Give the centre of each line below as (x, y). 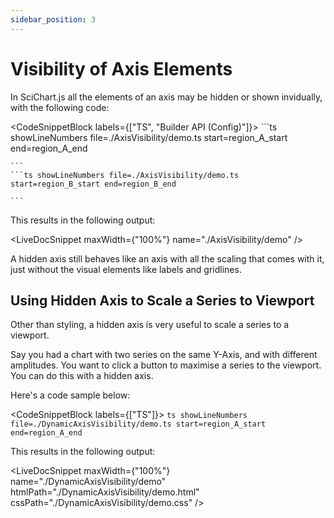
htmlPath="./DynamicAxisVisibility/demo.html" (105, 492)
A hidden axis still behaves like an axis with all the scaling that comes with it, (167, 258)
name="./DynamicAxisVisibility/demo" (88, 482)
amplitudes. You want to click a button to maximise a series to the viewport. (166, 365)
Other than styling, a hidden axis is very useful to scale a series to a (150, 325)
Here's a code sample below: (70, 395)
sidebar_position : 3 (53, 19)
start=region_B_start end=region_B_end (93, 184)
